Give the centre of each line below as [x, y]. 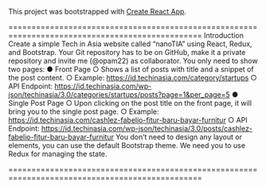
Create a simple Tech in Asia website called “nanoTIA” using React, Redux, [130, 44]
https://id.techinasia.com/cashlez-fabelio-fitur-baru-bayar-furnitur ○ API [128, 120]
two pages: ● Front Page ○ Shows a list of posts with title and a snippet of [131, 69]
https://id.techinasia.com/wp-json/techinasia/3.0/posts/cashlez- [147, 128]
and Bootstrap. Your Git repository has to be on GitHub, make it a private [127, 52]
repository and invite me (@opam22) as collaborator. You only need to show [133, 61]
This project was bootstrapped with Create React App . [98, 12]
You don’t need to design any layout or [179, 137]
